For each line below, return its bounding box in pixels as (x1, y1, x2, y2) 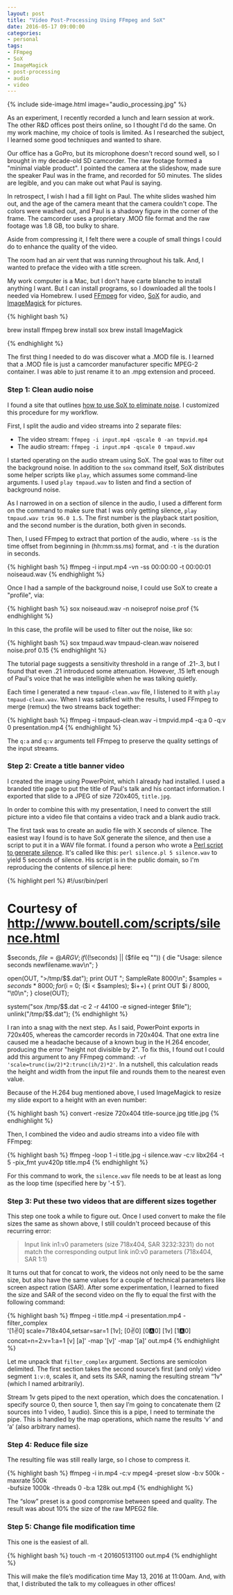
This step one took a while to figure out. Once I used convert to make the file (7, 1212, 226, 1221)
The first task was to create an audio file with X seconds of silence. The (7, 826, 212, 834)
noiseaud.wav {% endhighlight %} (7, 570, 105, 578)
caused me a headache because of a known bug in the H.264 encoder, (7, 1037, 210, 1046)
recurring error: (7, 1227, 51, 1235)
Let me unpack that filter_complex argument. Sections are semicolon (7, 1358, 207, 1366)
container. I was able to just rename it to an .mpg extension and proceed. (7, 367, 216, 376)
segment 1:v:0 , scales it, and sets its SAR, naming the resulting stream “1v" (7, 1372, 223, 1380)
